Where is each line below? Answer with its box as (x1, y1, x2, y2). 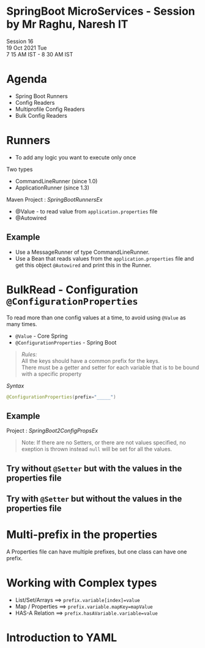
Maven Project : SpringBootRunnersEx (6, 196, 103, 203)
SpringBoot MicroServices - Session (6, 4, 196, 18)
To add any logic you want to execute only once (15, 153, 136, 161)
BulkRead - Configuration (6, 283, 139, 297)
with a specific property (21, 370, 82, 378)
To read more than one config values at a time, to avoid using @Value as (6, 314, 186, 321)
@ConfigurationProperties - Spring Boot (15, 338, 117, 346)
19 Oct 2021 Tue (6, 44, 47, 51)
